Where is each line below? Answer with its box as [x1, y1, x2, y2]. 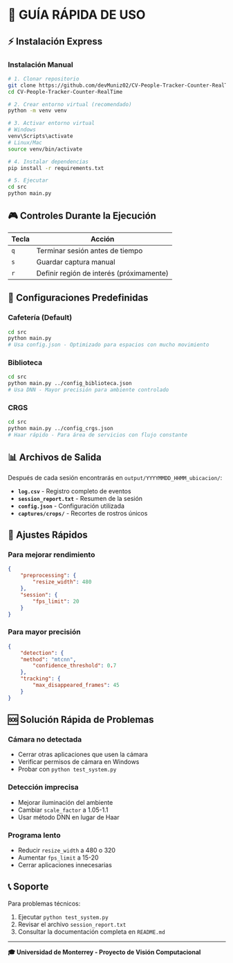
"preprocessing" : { [20, 572, 77, 579]
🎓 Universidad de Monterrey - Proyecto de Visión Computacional [8, 948, 201, 956]
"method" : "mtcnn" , [20, 656, 77, 663]
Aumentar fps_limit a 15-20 [17, 853, 99, 862]
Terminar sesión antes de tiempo [36, 246, 143, 255]
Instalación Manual [8, 60, 73, 69]
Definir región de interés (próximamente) [36, 268, 169, 278]
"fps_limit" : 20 [32, 597, 80, 605]
